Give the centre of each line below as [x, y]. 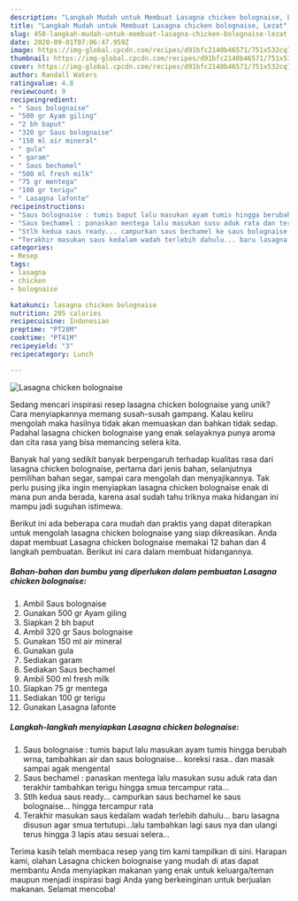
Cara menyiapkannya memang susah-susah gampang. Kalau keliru [132, 413]
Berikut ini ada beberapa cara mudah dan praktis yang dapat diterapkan [141, 523]
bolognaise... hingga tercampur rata [88, 805]
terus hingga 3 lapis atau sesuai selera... [96, 834]
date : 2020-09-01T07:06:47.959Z [69, 42]
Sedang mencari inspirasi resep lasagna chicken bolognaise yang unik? [140, 404]
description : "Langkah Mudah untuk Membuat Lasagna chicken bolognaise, [147, 17]
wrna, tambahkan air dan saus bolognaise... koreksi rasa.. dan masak [149, 759]
